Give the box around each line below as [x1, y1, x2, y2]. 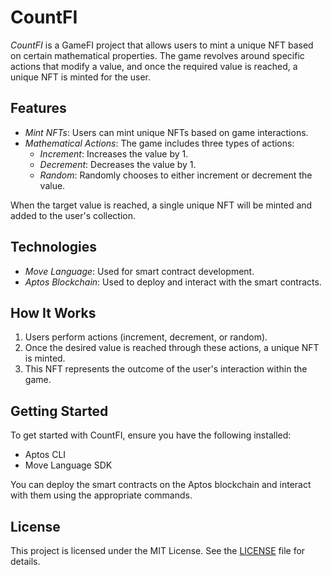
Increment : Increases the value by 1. [39, 147, 189, 160]
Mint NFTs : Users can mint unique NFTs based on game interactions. [24, 126, 309, 138]
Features [10, 100, 67, 117]
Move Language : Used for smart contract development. [24, 265, 255, 277]
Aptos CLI [24, 449, 67, 461]
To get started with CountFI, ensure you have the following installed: [10, 429, 292, 441]
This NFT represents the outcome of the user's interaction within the [24, 363, 308, 375]
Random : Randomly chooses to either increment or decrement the [39, 169, 313, 181]
